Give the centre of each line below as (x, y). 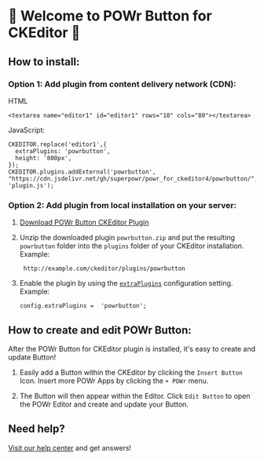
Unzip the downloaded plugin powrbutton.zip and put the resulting (127, 238)
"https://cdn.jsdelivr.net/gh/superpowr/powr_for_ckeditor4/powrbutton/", (133, 179)
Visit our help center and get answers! (70, 447)
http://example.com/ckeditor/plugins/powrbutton (104, 269)
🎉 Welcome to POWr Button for (110, 16)
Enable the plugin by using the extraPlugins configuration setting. (126, 283)
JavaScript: (27, 130)
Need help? (37, 429)
